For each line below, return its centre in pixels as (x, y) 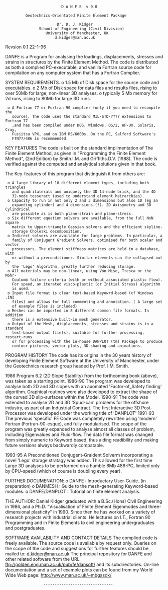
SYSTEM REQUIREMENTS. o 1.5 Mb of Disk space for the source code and (82, 82)
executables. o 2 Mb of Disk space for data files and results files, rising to (81, 88)
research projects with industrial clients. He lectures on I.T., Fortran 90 (78, 517)
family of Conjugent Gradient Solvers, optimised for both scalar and (87, 240)
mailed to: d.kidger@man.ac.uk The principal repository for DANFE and (78, 554)
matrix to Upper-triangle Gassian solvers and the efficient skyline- (87, 227)
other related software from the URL (43, 559)
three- (155, 506)
